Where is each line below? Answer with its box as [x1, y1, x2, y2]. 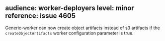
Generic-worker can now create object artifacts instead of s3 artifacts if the [5, 25, 160, 31]
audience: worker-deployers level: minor [5, 4, 134, 12]
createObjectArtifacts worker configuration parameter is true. [5, 30, 134, 36]
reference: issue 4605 [5, 12, 76, 20]
